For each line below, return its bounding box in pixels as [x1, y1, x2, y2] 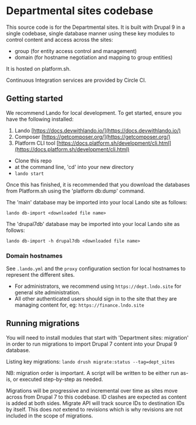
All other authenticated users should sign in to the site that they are [14, 295, 177, 303]
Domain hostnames [6, 251, 63, 260]
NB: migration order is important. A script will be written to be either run [6, 369, 179, 376]
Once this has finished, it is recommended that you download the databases [6, 181, 190, 188]
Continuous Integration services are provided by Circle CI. [6, 77, 147, 84]
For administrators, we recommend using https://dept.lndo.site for [14, 283, 182, 290]
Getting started [6, 94, 63, 104]
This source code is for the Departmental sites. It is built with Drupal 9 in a [6, 24, 185, 31]
